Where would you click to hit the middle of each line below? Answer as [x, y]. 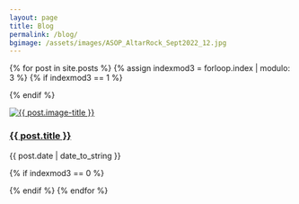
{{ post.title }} [40, 136]
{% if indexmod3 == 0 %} [57, 173]
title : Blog [31, 26]
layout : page [34, 18]
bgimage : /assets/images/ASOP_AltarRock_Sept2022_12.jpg [118, 43]
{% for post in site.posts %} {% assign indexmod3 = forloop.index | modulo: [149, 68]
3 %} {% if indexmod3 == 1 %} [66, 78]
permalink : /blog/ [44, 34]
